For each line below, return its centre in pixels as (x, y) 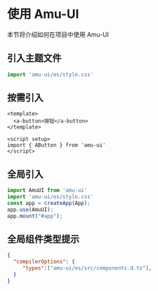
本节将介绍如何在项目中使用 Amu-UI (58, 34)
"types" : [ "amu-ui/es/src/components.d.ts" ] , (87, 268)
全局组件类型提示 (43, 239)
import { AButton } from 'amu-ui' (57, 145)
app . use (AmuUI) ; (30, 209)
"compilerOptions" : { (44, 262)
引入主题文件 (34, 58)
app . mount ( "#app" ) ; (35, 216)
